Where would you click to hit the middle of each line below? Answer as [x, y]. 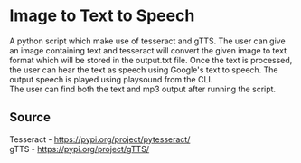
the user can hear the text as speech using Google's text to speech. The [144, 70]
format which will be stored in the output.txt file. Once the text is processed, [151, 60]
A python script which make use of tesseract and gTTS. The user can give [148, 41]
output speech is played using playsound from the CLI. [111, 79]
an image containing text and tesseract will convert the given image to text [148, 50]
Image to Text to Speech [102, 16]
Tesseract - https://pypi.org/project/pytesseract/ [100, 139]
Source [30, 117]
